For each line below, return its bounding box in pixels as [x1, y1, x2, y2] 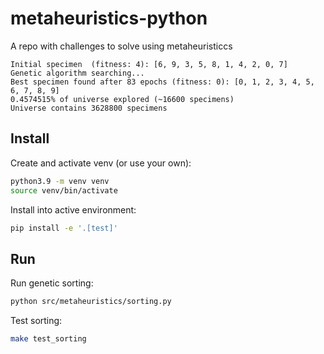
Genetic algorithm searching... [10, 68, 145, 78]
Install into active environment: [10, 203, 137, 216]
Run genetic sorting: [10, 277, 94, 289]
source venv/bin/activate [10, 185, 118, 196]
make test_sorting [10, 334, 87, 344]
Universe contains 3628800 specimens [10, 103, 168, 113]
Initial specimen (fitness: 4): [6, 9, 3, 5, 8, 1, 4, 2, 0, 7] [10, 59, 288, 69]
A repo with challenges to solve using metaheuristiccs [10, 40, 233, 52]
